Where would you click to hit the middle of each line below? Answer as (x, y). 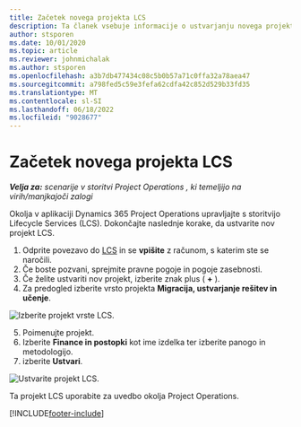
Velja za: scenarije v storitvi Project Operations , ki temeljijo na (125, 187)
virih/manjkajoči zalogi (51, 196)
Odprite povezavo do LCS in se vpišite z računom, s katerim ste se (146, 250)
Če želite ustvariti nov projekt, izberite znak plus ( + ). (121, 279)
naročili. (37, 260)
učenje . (36, 298)
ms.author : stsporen (48, 68)
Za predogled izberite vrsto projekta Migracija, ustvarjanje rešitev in (150, 289)
